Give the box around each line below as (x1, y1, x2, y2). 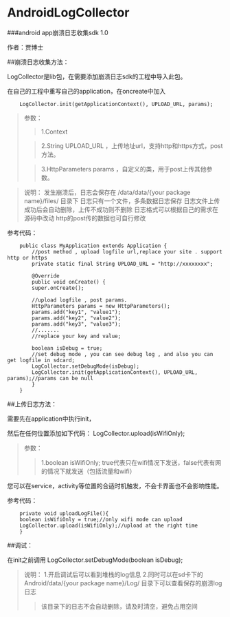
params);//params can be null (7, 375, 94, 381)
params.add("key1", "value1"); (32, 308, 122, 315)
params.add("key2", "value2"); (32, 315, 122, 322)
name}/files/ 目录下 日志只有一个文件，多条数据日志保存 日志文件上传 (23, 196, 220, 205)
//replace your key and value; (32, 333, 122, 339)
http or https (7, 254, 48, 261)
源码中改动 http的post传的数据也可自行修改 (23, 213, 146, 222)
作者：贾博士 (7, 43, 43, 51)
